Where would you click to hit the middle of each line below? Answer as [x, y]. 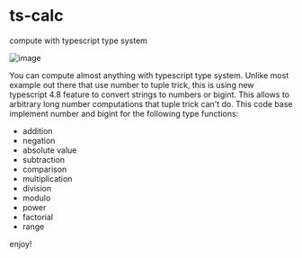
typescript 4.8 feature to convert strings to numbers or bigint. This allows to [150, 94]
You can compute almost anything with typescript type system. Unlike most [149, 75]
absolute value [49, 150]
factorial [38, 217]
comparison [44, 169]
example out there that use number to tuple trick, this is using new [132, 85]
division [37, 188]
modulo [36, 198]
